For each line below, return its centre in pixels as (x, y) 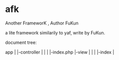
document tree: (21, 42)
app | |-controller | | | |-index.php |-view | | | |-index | (60, 52)
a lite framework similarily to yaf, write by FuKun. (55, 32)
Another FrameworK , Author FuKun (42, 23)
